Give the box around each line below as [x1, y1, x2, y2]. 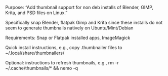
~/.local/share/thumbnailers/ [5, 50, 65, 56]
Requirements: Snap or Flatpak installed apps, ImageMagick [5, 35, 131, 41]
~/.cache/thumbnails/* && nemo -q [5, 65, 78, 71]
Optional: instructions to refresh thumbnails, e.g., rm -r [5, 60, 119, 65]
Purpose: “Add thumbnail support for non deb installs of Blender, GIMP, [5, 5, 153, 10]
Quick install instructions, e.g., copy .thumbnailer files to [5, 45, 122, 50]
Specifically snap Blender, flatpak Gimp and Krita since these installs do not [5, 20, 163, 25]
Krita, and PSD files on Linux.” [5, 10, 68, 16]
